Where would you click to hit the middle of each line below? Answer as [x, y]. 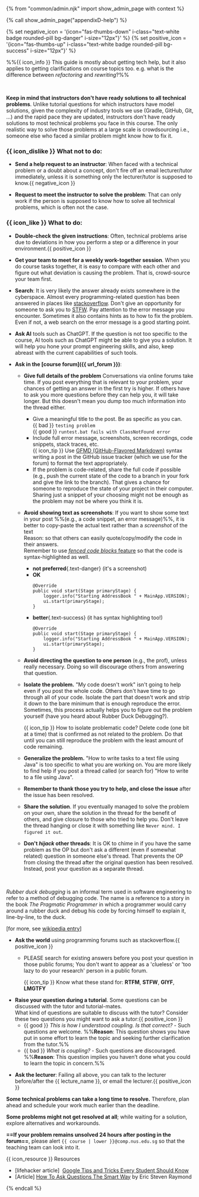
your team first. [33, 279]
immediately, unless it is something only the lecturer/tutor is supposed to [104, 177]
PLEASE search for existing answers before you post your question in [108, 958]
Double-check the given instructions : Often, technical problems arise [101, 236]
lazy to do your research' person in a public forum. [86, 970]
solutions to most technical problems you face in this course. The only [92, 123]
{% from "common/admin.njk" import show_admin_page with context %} [95, 9]
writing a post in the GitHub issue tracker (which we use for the [110, 457]
